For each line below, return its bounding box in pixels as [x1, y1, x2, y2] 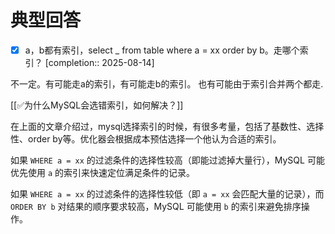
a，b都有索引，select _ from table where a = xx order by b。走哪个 [24, 44, 300, 56]
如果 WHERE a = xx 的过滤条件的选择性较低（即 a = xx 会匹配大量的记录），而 [10, 188, 325, 200]
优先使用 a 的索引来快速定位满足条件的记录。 [10, 167, 196, 178]
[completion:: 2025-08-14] [44, 57, 155, 68]
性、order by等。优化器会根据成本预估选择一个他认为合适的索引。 [10, 133, 282, 145]
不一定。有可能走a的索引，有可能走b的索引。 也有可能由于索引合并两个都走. [10, 78, 324, 90]
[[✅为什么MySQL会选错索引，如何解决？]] [10, 99, 184, 111]
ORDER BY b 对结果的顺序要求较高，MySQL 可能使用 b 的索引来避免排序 [10, 201, 302, 212]
